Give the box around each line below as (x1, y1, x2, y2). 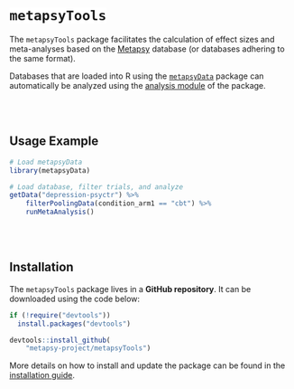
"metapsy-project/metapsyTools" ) (25, 344, 152, 353)
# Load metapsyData (9, 157, 83, 166)
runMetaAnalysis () (25, 207, 95, 217)
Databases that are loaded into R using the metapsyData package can (9, 71, 264, 81)
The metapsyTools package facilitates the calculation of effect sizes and (9, 33, 275, 44)
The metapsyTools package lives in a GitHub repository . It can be (9, 283, 252, 294)
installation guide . (9, 370, 75, 381)
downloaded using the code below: (9, 293, 141, 304)
